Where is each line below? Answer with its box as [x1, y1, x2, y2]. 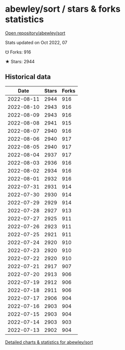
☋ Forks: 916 [5, 49, 31, 55]
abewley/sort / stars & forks [5, 3, 121, 15]
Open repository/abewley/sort [5, 30, 66, 36]
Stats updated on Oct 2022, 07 [5, 39, 68, 45]
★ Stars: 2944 [5, 58, 35, 64]
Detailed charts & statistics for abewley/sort [5, 339, 93, 345]
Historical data [5, 73, 51, 81]
